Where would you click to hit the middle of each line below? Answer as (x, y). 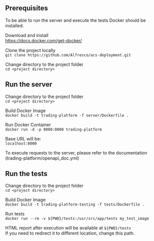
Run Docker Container (28, 124)
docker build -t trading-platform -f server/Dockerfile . (67, 115)
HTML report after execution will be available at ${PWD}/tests (68, 228)
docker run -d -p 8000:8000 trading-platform (53, 129)
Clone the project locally (30, 50)
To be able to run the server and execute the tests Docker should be (76, 20)
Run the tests (26, 174)
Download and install (27, 35)
